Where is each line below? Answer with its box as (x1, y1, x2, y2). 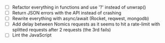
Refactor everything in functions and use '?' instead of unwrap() (12, 4, 146, 10)
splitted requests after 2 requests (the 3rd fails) (12, 27, 111, 33)
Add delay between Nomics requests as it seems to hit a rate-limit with (12, 21, 160, 27)
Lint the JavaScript (12, 32, 52, 38)
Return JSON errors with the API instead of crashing (12, 10, 121, 16)
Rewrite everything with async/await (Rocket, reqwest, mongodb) (12, 15, 149, 21)
